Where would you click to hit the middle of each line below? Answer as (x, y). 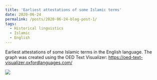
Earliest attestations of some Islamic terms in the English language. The (79, 52)
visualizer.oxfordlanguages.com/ (39, 62)
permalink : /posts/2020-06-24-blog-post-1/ (51, 19)
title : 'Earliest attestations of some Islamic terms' (63, 10)
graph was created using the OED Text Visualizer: (56, 57)
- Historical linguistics (37, 28)
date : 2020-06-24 (23, 14)
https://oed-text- (125, 57)
